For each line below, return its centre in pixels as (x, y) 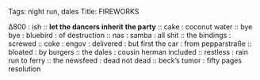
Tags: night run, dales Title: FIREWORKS (74, 11)
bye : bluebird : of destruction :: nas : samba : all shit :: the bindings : (120, 35)
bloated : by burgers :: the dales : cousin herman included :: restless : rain (128, 52)
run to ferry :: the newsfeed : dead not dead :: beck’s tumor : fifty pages (125, 60)
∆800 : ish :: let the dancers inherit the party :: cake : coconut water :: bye (130, 27)
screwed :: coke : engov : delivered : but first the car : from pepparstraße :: (130, 44)
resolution (25, 69)
